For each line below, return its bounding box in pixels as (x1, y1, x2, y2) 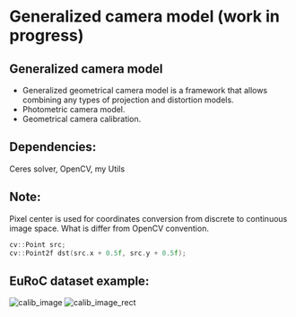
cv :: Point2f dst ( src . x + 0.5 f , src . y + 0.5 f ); (9, 249, 187, 258)
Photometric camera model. (22, 104, 126, 114)
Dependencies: (9, 139, 97, 154)
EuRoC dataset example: (9, 273, 150, 288)
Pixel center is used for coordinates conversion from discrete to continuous (9, 213, 288, 224)
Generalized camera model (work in (9, 6, 280, 27)
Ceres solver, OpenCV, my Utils (9, 163, 126, 174)
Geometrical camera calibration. (22, 114, 142, 124)
